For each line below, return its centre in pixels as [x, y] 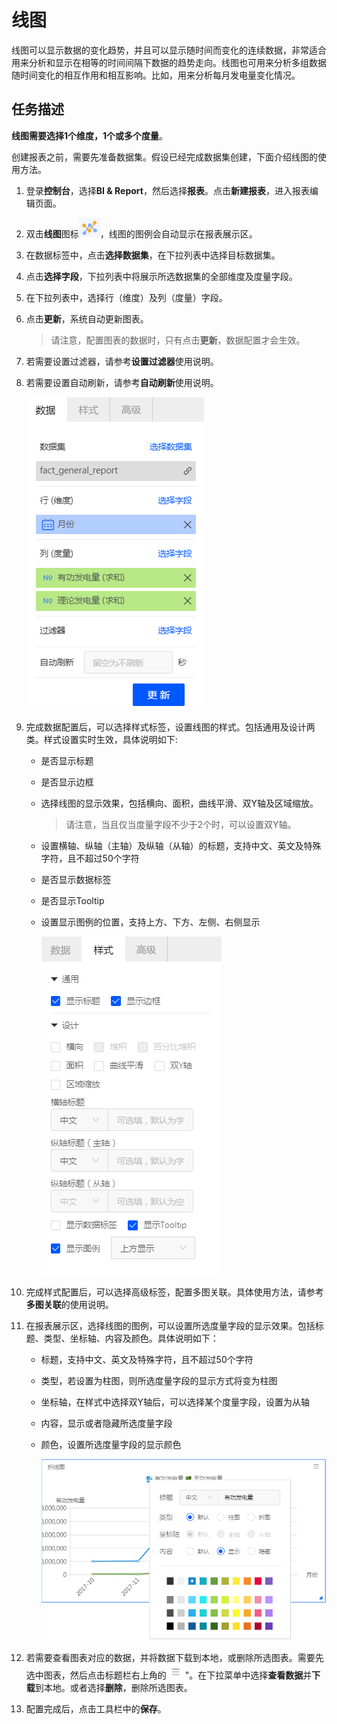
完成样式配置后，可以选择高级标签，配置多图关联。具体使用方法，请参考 [174, 1292]
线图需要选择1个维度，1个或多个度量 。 [90, 135]
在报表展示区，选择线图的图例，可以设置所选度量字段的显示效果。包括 [170, 1325]
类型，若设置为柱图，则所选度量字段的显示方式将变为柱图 [159, 1380]
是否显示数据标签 [76, 879]
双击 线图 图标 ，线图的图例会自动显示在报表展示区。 [141, 233]
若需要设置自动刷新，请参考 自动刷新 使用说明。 [122, 382]
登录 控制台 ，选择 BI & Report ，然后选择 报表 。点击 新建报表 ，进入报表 [167, 190]
